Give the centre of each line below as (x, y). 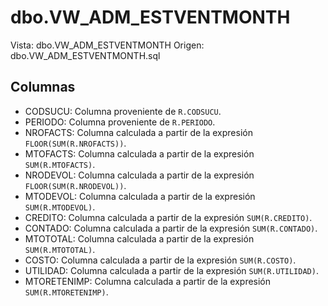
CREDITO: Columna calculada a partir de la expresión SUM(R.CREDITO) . (168, 217)
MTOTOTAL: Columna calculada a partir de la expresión (139, 238)
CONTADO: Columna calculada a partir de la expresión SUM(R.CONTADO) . (171, 228)
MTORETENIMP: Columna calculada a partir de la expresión (148, 281)
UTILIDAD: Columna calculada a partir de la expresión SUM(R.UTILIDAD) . (171, 270)
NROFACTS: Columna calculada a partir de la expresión (138, 132)
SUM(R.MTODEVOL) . (60, 207)
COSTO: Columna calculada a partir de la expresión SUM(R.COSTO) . (160, 260)
